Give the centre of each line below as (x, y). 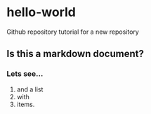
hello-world (41, 12)
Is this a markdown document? (75, 54)
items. (26, 104)
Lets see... (25, 74)
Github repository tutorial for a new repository (73, 32)
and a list (30, 89)
